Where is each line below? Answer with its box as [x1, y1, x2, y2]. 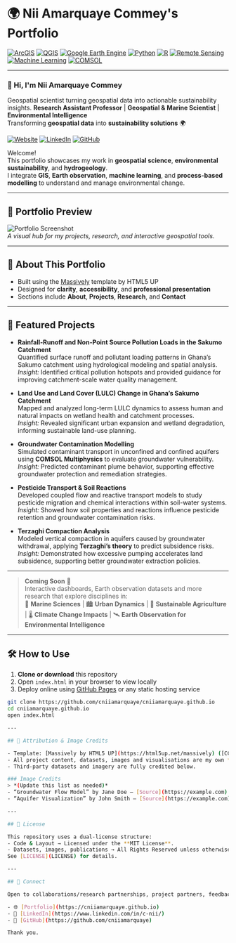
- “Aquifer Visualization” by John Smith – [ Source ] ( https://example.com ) [7, 795, 231, 802]
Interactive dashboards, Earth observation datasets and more [24, 584, 202, 592]
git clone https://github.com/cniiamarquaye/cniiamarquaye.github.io [7, 698, 216, 706]
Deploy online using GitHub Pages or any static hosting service [17, 685, 200, 694]
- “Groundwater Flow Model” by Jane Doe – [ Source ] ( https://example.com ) [7, 788, 228, 796]
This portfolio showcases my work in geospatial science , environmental [7, 156, 219, 165]
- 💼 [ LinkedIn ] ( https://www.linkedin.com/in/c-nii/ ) [7, 910, 165, 917]
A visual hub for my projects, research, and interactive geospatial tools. [7, 232, 215, 240]
